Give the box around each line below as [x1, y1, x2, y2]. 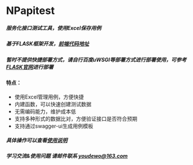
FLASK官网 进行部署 [6, 63, 54, 71]
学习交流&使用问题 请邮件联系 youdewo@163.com [6, 153, 128, 160]
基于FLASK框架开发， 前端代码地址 [6, 40, 89, 47]
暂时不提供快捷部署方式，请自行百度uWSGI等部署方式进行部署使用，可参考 [6, 56, 187, 63]
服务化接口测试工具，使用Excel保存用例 [6, 24, 101, 31]
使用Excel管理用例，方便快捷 [14, 93, 85, 100]
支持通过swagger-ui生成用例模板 [14, 122, 93, 129]
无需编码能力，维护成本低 [14, 108, 76, 115]
